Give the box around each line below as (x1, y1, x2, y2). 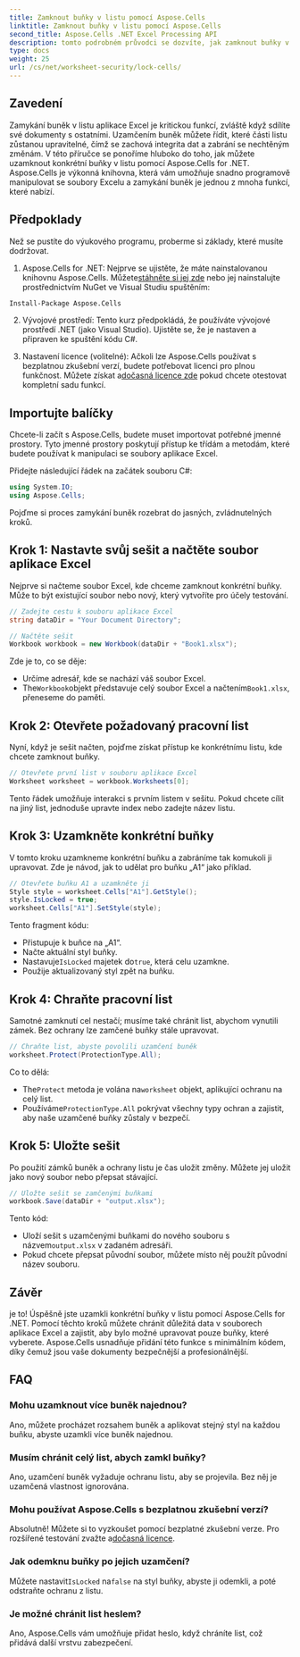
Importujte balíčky (9, 406, 113, 421)
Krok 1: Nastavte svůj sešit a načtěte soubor (9, 542, 259, 558)
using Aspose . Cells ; (9, 491, 87, 500)
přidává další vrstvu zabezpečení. (9, 1636, 134, 1648)
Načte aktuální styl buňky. (21, 947, 118, 958)
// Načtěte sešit (9, 632, 74, 640)
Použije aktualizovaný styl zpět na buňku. (21, 966, 175, 976)
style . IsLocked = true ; (9, 895, 98, 905)
